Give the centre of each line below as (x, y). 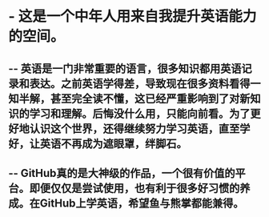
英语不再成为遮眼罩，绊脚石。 (113, 144)
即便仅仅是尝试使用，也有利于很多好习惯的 (134, 188)
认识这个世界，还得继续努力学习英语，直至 (134, 129)
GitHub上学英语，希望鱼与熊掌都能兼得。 (142, 203)
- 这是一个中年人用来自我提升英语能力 (132, 16)
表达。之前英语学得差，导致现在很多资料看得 (140, 84)
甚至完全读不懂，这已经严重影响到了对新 (150, 98)
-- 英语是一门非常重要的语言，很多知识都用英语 (125, 68)
